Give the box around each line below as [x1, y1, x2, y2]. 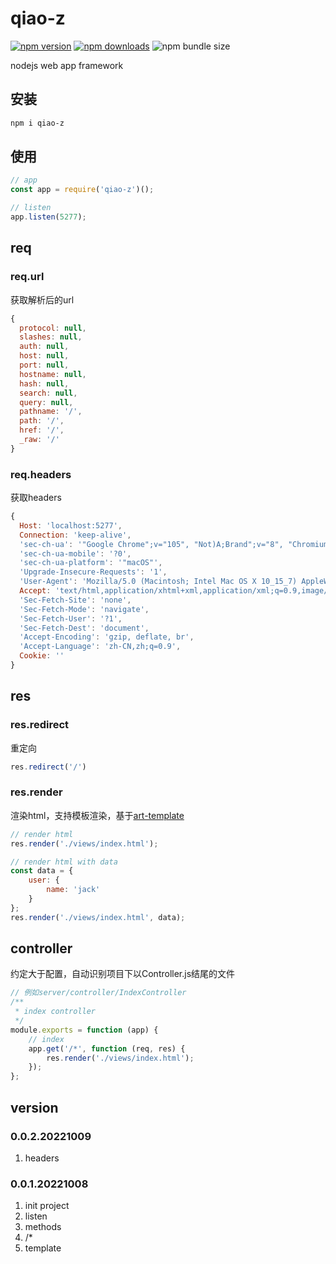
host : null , [19, 351, 70, 361]
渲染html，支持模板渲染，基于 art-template [10, 809, 185, 821]
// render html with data [10, 857, 118, 867]
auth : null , [19, 342, 70, 352]
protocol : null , [19, 323, 87, 333]
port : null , [19, 360, 70, 370]
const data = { [10, 866, 74, 876]
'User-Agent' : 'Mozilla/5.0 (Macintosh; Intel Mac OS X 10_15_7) [19, 577, 298, 587]
